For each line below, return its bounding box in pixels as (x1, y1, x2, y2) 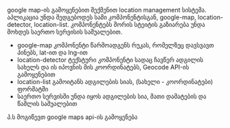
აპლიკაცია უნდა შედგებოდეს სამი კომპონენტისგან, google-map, (7, 13, 197, 21)
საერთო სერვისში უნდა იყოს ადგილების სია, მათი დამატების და (16, 92, 207, 100)
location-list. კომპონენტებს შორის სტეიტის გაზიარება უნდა (34, 21, 205, 28)
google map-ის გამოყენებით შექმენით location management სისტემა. (7, 6, 207, 14)
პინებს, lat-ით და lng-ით (16, 48, 88, 56)
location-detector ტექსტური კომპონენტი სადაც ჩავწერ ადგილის (16, 56, 204, 64)
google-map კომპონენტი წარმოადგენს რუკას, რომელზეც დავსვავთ (16, 41, 214, 49)
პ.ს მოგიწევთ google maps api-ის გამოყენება (7, 113, 138, 121)
